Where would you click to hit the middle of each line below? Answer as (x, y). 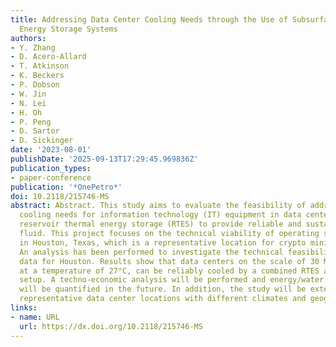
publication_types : (51, 168)
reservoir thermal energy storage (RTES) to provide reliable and (160, 224)
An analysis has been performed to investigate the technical (151, 252)
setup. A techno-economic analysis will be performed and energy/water (172, 280)
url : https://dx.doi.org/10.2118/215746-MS (111, 326)
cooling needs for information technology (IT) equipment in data (160, 215)
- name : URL (35, 317)
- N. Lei (28, 103)
